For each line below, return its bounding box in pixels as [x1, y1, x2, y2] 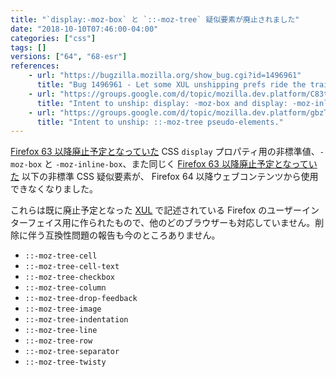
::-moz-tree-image [24, 304, 102, 315]
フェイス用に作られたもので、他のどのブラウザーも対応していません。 [27, 217, 316, 229]
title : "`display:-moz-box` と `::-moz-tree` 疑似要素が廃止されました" [10, 14, 300, 25]
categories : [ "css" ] [10, 33, 97, 43]
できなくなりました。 [10, 183, 98, 195]
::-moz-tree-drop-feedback [24, 294, 138, 304]
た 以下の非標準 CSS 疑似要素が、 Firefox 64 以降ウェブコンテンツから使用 [10, 171, 319, 183]
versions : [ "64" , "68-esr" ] [10, 52, 128, 62]
